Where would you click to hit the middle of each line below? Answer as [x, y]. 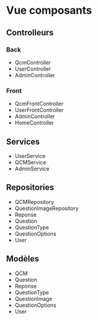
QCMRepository [34, 202]
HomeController [34, 123]
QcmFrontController [39, 104]
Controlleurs [30, 33]
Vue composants [49, 10]
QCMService [30, 162]
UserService [30, 156]
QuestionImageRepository [47, 208]
